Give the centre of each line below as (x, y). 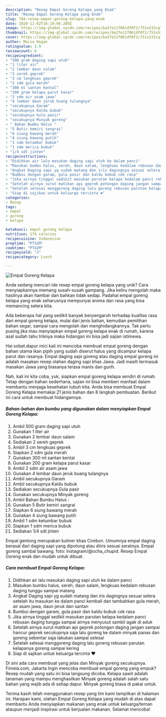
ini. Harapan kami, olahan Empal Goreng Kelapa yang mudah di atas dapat (81, 699)
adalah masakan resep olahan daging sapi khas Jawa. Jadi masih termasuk (82, 361)
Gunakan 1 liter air (31, 431)
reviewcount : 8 (21, 51)
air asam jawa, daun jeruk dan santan (50, 606)
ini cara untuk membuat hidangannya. (44, 397)
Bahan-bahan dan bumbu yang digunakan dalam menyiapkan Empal (78, 409)
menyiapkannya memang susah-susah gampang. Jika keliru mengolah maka (83, 290)
